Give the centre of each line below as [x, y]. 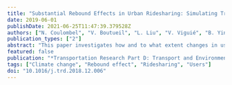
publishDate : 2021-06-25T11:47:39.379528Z [69, 26]
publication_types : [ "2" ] [44, 39]
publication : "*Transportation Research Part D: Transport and [100, 58]
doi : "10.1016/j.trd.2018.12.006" [57, 71]
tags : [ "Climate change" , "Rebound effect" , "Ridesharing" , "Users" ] [109, 64]
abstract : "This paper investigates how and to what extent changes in [112, 45]
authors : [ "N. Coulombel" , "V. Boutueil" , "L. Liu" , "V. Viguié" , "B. [111, 33]
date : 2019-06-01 [32, 20]
